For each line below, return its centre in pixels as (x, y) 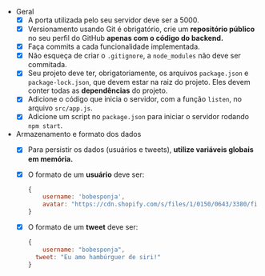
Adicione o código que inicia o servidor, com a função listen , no (135, 99)
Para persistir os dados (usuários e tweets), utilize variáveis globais (141, 150)
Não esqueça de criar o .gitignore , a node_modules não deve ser (135, 56)
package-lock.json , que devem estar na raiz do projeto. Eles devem (139, 82)
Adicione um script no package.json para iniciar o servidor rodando (139, 117)
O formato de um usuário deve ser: (86, 174)
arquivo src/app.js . (60, 108)
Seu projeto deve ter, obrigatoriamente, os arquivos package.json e (138, 73)
